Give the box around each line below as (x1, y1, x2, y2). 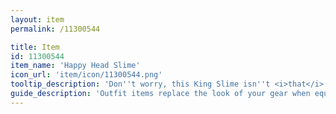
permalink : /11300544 (10, 24, 101, 34)
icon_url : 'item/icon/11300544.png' (10, 70, 163, 80)
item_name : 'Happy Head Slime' (10, 61, 141, 71)
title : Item (10, 42, 60, 52)
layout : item (10, 14, 65, 25)
